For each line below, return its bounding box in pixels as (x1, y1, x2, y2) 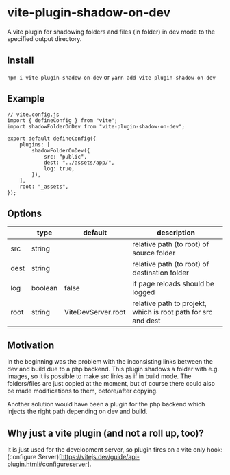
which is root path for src (132, 308, 213, 317)
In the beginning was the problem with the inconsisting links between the (7, 358, 214, 366)
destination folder (132, 268, 190, 277)
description (156, 228, 195, 237)
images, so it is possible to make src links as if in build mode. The (7, 372, 192, 380)
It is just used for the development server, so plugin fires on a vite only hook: (7, 445, 223, 454)
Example (7, 93, 45, 104)
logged (132, 288, 155, 297)
